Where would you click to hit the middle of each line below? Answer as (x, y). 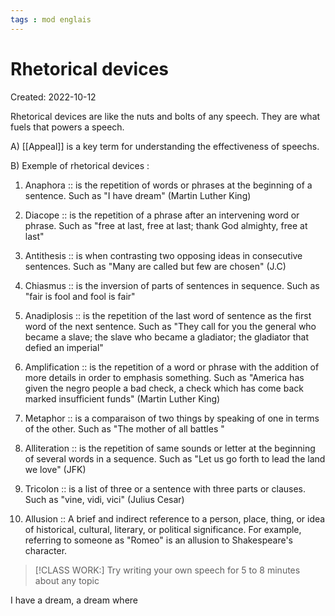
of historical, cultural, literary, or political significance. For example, (163, 529)
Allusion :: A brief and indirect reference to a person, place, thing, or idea (175, 518)
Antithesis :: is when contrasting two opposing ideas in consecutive (163, 255)
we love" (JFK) (55, 469)
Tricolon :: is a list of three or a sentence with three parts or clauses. (165, 488)
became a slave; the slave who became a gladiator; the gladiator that (166, 337)
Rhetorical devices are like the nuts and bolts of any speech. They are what (165, 116)
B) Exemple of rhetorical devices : (80, 165)
